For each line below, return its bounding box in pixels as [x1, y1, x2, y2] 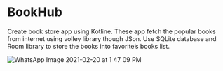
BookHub [7, 4, 63, 20]
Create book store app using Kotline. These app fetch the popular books [7, 27, 216, 35]
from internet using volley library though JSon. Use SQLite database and [7, 34, 217, 42]
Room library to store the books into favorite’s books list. [7, 42, 170, 50]
